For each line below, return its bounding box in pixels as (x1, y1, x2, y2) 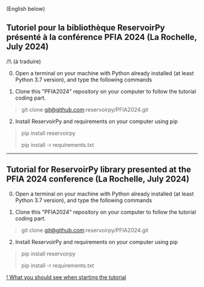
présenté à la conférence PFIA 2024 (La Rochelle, (6, 32, 197, 42)
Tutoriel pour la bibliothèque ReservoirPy (6, 22, 165, 33)
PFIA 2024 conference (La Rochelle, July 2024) (6, 174, 189, 184)
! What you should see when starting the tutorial (6, 273, 126, 281)
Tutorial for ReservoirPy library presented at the (6, 164, 191, 175)
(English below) (6, 5, 46, 12)
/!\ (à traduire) (6, 58, 41, 65)
